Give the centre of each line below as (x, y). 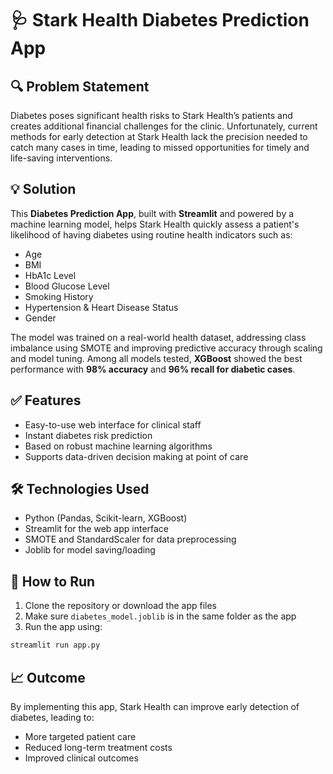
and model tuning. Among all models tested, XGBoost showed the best (156, 358)
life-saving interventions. (61, 158)
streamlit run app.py (55, 645)
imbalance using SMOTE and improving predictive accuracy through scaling (166, 348)
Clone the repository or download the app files (120, 606)
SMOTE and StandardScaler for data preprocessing (130, 539)
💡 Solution (43, 189)
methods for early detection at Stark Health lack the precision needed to (159, 136)
